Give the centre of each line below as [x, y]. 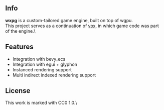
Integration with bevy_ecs [39, 59]
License [18, 91]
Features [19, 47]
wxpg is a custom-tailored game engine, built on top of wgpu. [69, 20]
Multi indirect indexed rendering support [54, 75]
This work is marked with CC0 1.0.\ [41, 103]
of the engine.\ [21, 31]
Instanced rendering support [42, 69]
